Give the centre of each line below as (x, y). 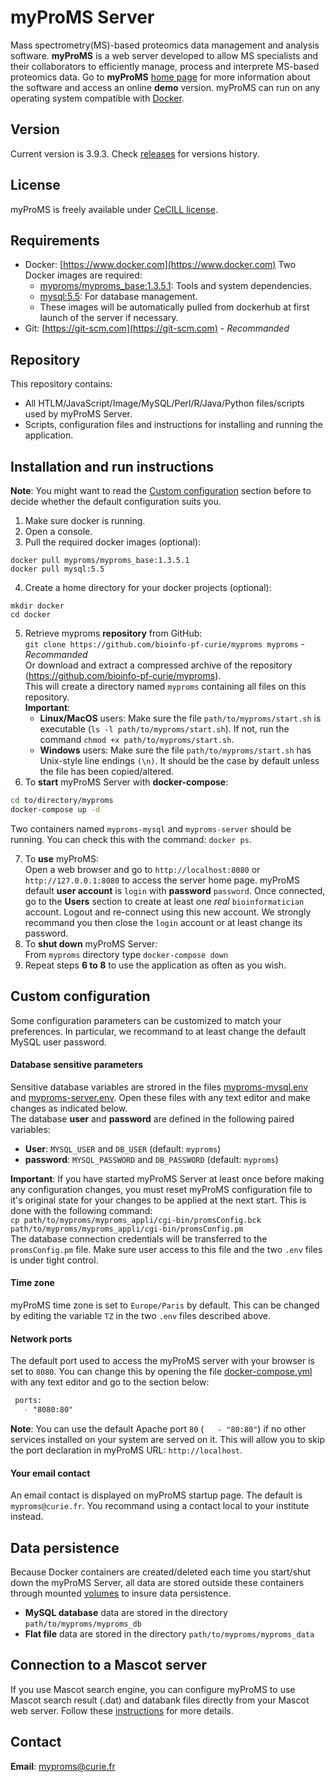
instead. (27, 1517)
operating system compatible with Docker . (97, 98)
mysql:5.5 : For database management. (118, 297)
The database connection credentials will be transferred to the (139, 1238)
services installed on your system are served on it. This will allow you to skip (167, 1439)
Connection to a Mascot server (109, 1665)
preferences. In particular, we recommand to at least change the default (158, 1031)
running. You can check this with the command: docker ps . (131, 839)
